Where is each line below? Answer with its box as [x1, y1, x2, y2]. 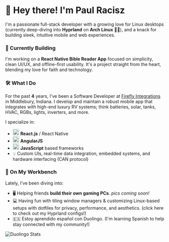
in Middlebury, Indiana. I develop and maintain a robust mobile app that [5, 98, 153, 104]
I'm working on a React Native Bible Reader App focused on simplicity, [5, 56, 153, 62]
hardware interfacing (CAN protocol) [12, 156, 89, 162]
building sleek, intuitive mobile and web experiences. [5, 32, 116, 38]
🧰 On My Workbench [5, 168, 57, 175]
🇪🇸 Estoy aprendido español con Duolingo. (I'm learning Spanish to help [12, 215, 164, 221]
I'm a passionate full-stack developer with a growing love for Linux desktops [5, 21, 164, 27]
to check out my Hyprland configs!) [12, 210, 87, 216]
